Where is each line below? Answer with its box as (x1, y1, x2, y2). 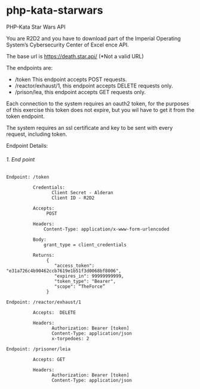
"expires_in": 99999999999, (54, 273, 124, 279)
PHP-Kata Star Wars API (6, 23, 66, 30)
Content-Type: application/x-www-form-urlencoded (44, 226, 170, 232)
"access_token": (54, 263, 95, 269)
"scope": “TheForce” (54, 284, 106, 290)
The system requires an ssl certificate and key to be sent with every (6, 124, 173, 131)
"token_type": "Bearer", (54, 278, 116, 285)
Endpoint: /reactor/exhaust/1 (6, 299, 82, 306)
